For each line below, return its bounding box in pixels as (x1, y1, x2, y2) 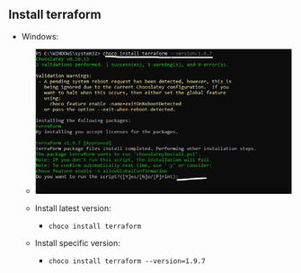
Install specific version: (34, 237, 120, 248)
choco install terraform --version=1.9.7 (48, 256, 206, 266)
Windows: (21, 31, 59, 41)
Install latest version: (34, 202, 111, 214)
